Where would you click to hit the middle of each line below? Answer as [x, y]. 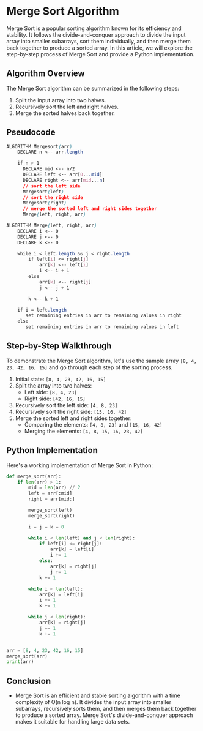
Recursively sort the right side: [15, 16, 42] [71, 411]
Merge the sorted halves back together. [65, 113]
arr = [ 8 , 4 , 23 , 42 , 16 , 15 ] [45, 650]
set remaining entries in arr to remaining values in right [104, 316]
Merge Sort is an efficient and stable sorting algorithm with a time [98, 695]
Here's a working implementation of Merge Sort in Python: [80, 465]
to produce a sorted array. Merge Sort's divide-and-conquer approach [104, 715]
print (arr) [20, 662]
